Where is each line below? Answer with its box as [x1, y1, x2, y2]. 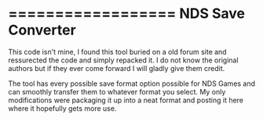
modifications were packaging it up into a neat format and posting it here [8, 95, 244, 105]
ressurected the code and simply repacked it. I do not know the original [8, 55, 239, 65]
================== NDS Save [8, 5, 246, 23]
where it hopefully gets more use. [8, 103, 117, 113]
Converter [8, 21, 76, 39]
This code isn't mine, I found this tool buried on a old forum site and [8, 47, 227, 56]
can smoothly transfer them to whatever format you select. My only [8, 87, 226, 96]
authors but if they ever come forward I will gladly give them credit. [8, 63, 225, 73]
